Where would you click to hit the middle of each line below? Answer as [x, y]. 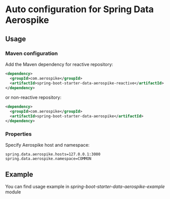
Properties [18, 134]
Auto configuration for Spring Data [80, 9]
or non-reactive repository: [33, 97]
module [13, 192]
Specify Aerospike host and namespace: [48, 145]
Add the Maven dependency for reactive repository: [59, 64]
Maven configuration [32, 53]
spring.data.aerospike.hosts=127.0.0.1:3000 [53, 154]
